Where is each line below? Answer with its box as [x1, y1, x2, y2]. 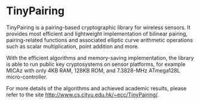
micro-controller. [6, 73, 48, 80]
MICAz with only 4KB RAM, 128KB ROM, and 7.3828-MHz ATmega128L [6, 67, 180, 74]
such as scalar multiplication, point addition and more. [6, 43, 139, 50]
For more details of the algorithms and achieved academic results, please [6, 84, 187, 92]
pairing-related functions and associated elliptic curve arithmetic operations [6, 36, 193, 43]
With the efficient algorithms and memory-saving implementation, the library [6, 54, 194, 61]
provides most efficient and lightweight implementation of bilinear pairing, [6, 30, 188, 37]
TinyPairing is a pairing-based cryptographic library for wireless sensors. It [6, 24, 191, 31]
